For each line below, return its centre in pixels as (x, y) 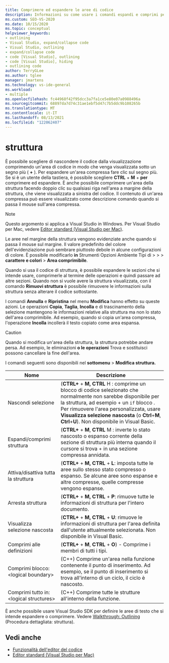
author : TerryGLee (24, 71)
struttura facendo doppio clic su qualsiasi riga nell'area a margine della (79, 188)
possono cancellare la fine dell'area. (43, 353)
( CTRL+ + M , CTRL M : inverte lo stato (106, 430)
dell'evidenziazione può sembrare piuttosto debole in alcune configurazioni (83, 250)
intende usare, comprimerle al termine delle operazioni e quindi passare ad (83, 275)
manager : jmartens (24, 80)
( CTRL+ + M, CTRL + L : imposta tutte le (107, 463)
